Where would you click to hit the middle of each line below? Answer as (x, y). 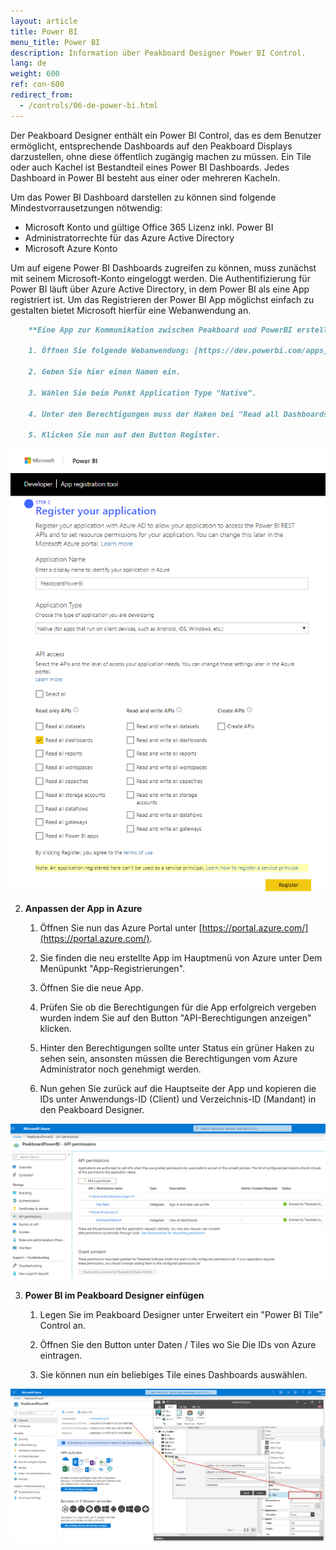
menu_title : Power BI (55, 42)
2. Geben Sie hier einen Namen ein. (105, 372)
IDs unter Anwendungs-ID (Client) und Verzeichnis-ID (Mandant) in (178, 1099)
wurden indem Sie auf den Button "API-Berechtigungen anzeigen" (175, 1017)
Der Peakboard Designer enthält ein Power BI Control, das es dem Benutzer (166, 135)
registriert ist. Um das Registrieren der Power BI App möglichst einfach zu (162, 299)
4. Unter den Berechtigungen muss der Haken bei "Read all (154, 414)
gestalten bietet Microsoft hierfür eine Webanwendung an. (131, 310)
